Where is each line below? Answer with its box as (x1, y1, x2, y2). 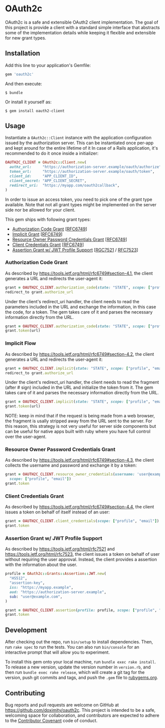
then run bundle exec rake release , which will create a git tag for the (5, 669, 145, 675)
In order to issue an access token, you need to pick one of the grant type (5, 196, 152, 202)
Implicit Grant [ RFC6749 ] (12, 231, 63, 237)
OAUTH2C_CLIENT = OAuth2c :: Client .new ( (5, 160, 87, 165)
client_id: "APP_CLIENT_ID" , (9, 174, 78, 179)
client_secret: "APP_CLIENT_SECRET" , (9, 178, 87, 183)
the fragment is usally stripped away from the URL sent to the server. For (5, 418, 153, 424)
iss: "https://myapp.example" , (9, 585, 74, 590)
